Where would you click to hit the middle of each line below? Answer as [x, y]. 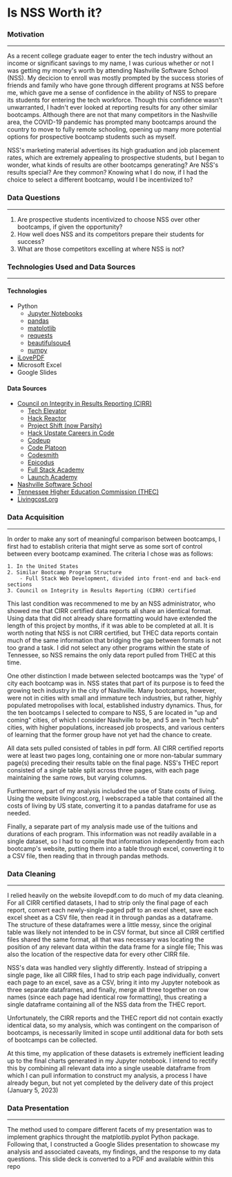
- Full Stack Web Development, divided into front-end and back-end [120, 578]
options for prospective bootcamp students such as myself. [92, 137]
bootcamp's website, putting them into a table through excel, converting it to [116, 848]
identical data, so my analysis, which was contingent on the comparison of [113, 1025]
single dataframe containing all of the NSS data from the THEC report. [107, 1005]
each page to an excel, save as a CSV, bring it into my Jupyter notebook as [114, 982]
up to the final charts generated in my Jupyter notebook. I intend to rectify [113, 1061]
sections [20, 584]
